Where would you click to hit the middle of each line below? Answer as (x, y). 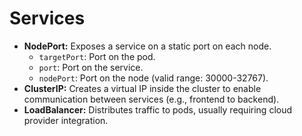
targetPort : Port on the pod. (97, 56)
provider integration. (66, 120)
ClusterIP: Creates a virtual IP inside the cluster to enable (142, 88)
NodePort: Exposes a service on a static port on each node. (147, 46)
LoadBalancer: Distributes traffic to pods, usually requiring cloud (158, 109)
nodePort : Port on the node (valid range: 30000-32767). (153, 78)
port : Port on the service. (91, 67)
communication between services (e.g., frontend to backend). (151, 99)
